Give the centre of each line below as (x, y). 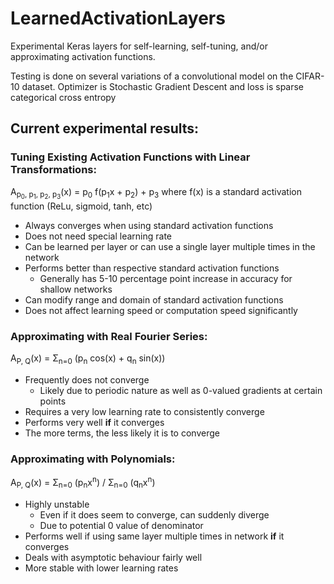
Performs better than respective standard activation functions (152, 268)
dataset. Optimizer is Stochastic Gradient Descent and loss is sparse (163, 86)
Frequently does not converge (87, 379)
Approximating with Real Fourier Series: (109, 336)
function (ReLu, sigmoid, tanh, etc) (81, 206)
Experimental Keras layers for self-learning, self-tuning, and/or (139, 46)
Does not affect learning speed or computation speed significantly (161, 310)
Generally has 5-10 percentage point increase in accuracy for (166, 278)
